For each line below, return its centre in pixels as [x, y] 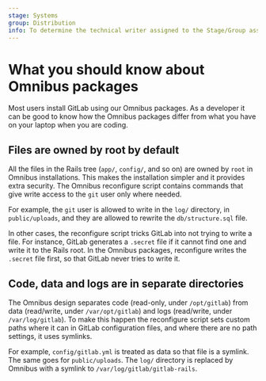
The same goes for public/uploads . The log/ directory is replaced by [121, 360]
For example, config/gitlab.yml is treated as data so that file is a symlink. [129, 351]
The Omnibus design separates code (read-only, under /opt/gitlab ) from [128, 303]
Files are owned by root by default [94, 150]
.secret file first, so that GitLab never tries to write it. [94, 259]
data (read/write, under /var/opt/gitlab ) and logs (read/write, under [120, 311]
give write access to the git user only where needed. [95, 194]
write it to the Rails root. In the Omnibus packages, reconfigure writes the [127, 250]
